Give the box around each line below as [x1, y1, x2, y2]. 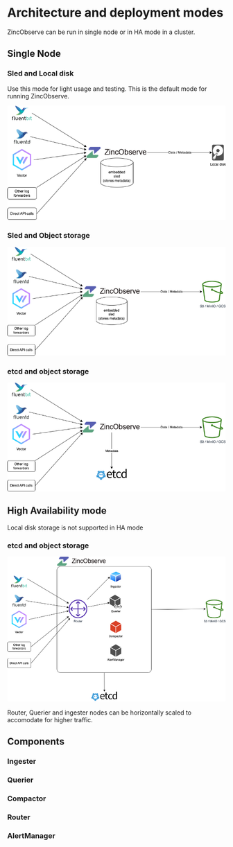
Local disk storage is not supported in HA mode [7, 523, 144, 532]
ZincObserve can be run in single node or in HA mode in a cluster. [7, 28, 196, 36]
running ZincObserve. [7, 91, 69, 100]
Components [7, 736, 64, 748]
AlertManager [7, 830, 55, 840]
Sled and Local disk [7, 69, 74, 78]
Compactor [7, 794, 46, 803]
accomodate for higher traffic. [7, 715, 94, 724]
